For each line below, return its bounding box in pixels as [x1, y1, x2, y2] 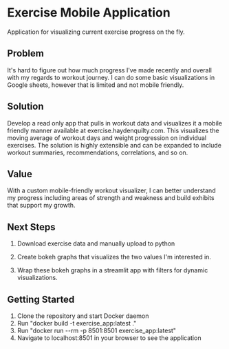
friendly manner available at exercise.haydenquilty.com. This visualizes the [7, 126, 219, 134]
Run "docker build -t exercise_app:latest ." [17, 319, 137, 327]
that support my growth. [7, 201, 76, 210]
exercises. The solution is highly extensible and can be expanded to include [7, 141, 222, 149]
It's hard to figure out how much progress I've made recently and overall [7, 66, 212, 74]
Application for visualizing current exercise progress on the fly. [7, 28, 186, 36]
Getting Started [7, 293, 75, 305]
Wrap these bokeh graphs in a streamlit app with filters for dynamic [17, 266, 208, 275]
